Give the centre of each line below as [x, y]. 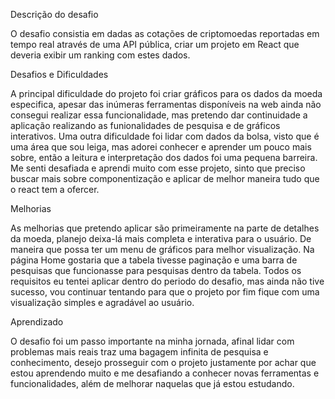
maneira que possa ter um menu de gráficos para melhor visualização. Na [162, 249]
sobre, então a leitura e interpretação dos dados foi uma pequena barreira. [164, 157]
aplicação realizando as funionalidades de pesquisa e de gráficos [145, 125]
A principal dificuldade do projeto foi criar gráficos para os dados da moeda [166, 93]
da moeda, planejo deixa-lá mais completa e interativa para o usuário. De [161, 238]
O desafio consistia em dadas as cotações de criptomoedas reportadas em [165, 33]
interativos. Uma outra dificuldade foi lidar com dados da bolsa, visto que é [165, 136]
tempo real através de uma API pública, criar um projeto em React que [155, 44]
